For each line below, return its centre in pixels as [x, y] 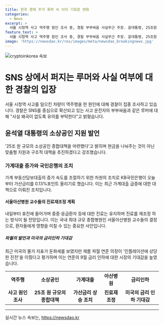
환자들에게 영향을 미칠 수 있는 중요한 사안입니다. [61, 226]
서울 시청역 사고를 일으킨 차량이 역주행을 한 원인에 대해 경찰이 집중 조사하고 [77, 104]
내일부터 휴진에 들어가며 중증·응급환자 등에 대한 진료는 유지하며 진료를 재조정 [78, 214]
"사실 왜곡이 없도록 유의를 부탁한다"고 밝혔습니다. [57, 116]
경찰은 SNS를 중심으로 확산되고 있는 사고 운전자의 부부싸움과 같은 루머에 [84, 110]
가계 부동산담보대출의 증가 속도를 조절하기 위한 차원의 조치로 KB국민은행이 [76, 177]
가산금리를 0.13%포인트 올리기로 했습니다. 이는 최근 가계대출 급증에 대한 [82, 183]
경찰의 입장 [36, 90]
